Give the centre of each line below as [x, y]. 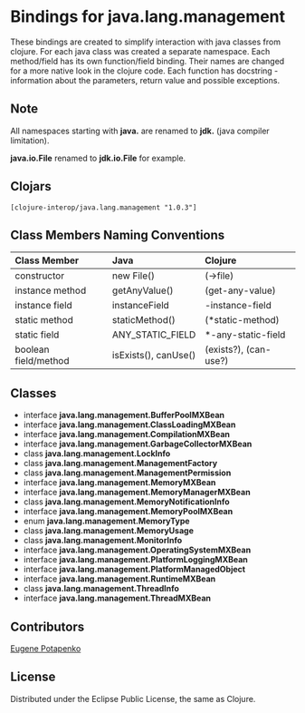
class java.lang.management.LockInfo [97, 454]
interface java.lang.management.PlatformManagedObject [134, 570]
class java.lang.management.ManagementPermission [127, 473]
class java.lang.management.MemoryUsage [108, 531]
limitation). [30, 140]
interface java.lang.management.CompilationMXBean [126, 435]
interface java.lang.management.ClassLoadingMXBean [129, 425]
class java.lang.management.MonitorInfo [103, 541]
